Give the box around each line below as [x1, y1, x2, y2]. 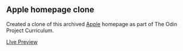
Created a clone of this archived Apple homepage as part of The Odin [6, 20, 178, 27]
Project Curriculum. [6, 27, 54, 34]
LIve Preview [6, 38, 38, 45]
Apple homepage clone [6, 5, 94, 15]
